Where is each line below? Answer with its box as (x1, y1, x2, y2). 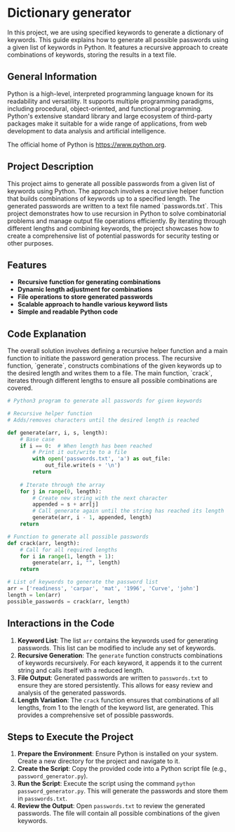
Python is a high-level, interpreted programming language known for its (7, 89, 214, 98)
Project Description (7, 161, 94, 173)
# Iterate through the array (20, 481, 105, 488)
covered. (7, 384, 33, 392)
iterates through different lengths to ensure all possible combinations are (7, 377, 217, 385)
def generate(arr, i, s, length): (7, 429, 109, 436)
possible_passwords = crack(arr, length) (7, 598, 130, 605)
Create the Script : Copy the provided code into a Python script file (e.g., (17, 765, 227, 773)
